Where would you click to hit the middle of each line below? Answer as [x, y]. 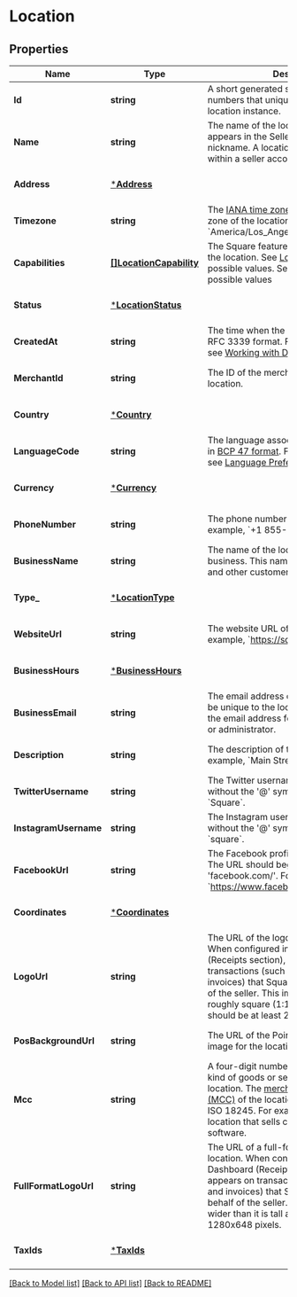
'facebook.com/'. [243, 875]
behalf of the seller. [247, 1203]
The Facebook [237, 853]
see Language [237, 462]
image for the [235, 1046]
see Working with [244, 352]
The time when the [246, 330]
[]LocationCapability [154, 263]
